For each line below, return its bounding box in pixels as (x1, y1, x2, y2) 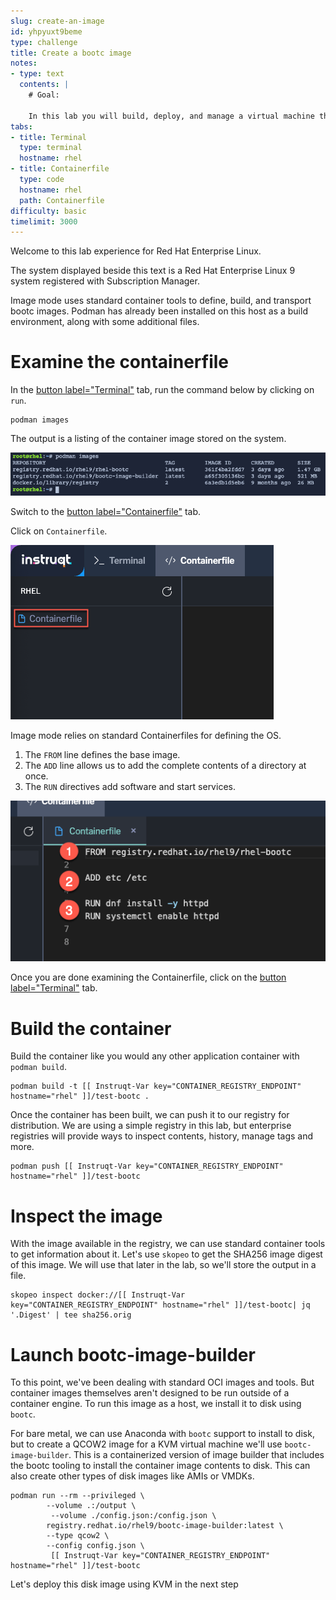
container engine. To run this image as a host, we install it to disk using (10, 1398, 302, 1410)
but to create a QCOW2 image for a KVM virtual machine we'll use (10, 1438, 283, 1450)
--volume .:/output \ (46, 1501, 137, 1511)
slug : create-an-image (10, 16, 105, 26)
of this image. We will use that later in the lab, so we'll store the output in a (10, 1259, 317, 1271)
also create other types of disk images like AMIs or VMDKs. (10, 1470, 255, 1482)
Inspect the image (10, 1205, 163, 1227)
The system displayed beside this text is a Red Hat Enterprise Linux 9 (10, 265, 296, 277)
